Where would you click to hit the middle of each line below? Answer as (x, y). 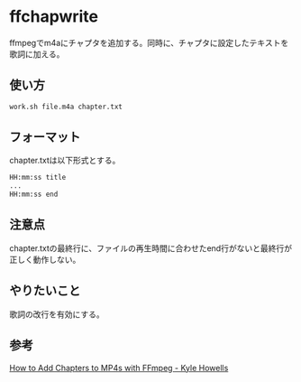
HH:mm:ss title (38, 178)
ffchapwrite (54, 17)
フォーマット (45, 137)
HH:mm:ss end (34, 195)
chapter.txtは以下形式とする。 (65, 161)
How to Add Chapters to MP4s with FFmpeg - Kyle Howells (119, 368)
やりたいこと (45, 291)
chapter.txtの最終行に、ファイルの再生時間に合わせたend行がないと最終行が (151, 248)
